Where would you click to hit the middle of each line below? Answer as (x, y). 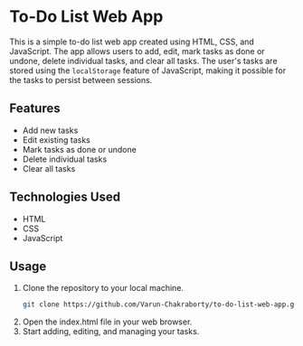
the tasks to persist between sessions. (81, 79)
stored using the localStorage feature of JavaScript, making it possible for (148, 70)
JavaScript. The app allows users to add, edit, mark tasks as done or (137, 51)
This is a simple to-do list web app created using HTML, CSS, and (132, 42)
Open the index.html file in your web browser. (107, 322)
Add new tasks (50, 130)
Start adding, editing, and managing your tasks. (111, 332)
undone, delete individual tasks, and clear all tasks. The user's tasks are (143, 61)
